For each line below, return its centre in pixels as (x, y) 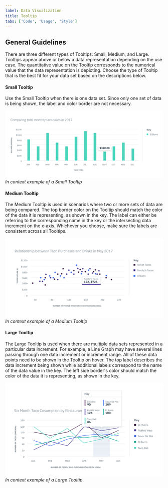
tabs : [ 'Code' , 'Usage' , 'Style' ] (41, 21)
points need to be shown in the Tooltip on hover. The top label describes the (84, 360)
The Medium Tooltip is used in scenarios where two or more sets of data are (84, 205)
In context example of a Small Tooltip (44, 181)
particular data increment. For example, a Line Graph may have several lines (84, 349)
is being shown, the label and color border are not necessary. (68, 104)
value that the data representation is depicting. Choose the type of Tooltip (81, 70)
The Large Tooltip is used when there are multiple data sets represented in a (84, 344)
